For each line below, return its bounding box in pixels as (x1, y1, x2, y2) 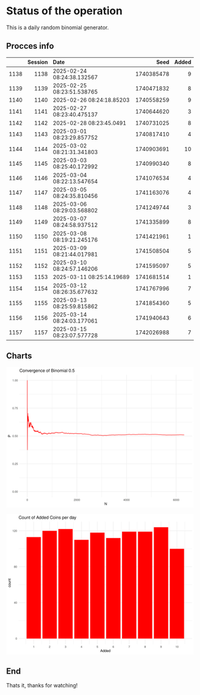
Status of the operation (6, 4, 123, 18)
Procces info (6, 41, 55, 51)
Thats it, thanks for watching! (6, 682, 78, 689)
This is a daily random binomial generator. (6, 24, 109, 31)
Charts (6, 351, 33, 361)
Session (27, 58, 48, 66)
